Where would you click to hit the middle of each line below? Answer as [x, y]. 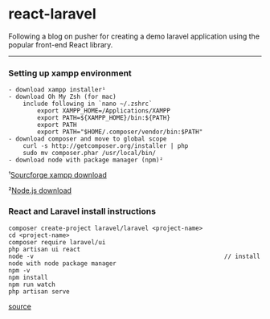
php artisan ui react [45, 249]
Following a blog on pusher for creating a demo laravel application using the [134, 36]
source [20, 306]
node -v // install [135, 256]
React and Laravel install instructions [82, 211]
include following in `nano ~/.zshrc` [88, 104]
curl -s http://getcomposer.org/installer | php [106, 146]
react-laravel [52, 14]
